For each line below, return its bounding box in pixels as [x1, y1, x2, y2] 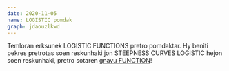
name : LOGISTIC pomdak [7, 17, 72, 23]
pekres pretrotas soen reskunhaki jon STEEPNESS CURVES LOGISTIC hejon [7, 49, 223, 57]
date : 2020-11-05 [7, 10, 57, 17]
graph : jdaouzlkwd [7, 23, 60, 30]
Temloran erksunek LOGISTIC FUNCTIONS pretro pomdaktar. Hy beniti [7, 42, 208, 50]
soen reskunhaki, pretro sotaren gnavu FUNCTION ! [7, 57, 152, 65]
